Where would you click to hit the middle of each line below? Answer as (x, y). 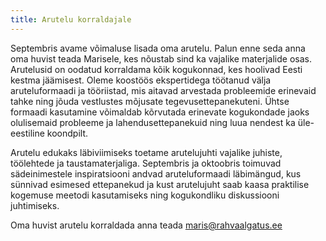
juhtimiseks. (35, 205)
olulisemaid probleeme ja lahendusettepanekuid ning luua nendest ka (153, 122)
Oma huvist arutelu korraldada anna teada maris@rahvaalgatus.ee (146, 225)
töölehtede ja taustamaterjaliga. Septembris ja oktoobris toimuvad (146, 163)
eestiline (27, 133)
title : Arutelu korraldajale (71, 19)
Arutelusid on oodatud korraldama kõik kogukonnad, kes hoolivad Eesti (156, 69)
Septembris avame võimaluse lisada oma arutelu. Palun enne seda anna (158, 48)
